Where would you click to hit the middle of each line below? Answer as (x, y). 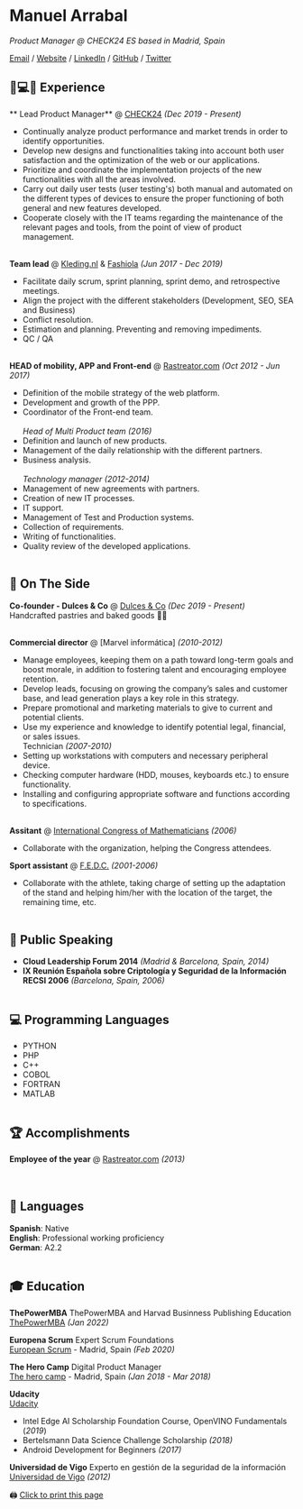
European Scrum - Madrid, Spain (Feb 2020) (92, 1349)
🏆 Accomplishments (70, 1133)
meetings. (41, 290)
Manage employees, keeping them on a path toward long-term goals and (158, 660)
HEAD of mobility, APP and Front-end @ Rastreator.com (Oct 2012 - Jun (145, 365)
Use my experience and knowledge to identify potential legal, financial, (154, 727)
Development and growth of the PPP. (91, 402)
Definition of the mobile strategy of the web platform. (121, 392)
